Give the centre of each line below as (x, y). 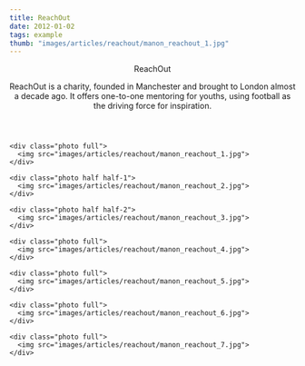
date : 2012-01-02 (42, 26)
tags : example (36, 35)
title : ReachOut (40, 18)
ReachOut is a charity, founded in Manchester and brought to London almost (152, 86)
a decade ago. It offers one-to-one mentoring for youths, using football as (152, 96)
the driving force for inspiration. (152, 106)
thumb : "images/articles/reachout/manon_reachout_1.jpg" (119, 43)
